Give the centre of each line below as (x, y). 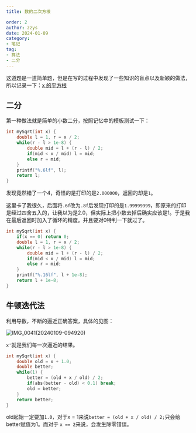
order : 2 (17, 22)
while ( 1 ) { (30, 372)
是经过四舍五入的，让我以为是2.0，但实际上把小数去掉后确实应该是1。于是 (96, 213)
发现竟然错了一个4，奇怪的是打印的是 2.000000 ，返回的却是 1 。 (81, 193)
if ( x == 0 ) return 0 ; (43, 237)
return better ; (35, 400)
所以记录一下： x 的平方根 (37, 85)
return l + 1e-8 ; (38, 281)
